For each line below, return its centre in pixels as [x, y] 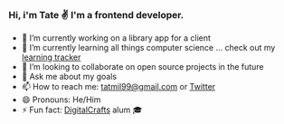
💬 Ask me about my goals [69, 77]
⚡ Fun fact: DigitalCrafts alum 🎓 [82, 110]
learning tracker [51, 57]
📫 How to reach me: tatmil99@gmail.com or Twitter [118, 87]
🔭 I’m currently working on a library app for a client [116, 38]
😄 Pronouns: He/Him [61, 100]
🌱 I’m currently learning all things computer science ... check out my [148, 48]
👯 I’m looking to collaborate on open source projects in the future [142, 67]
